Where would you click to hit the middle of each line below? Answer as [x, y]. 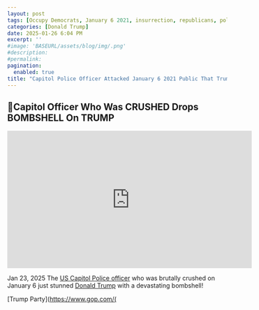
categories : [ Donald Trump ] [48, 27]
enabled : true [34, 72]
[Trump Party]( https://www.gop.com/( [62, 299]
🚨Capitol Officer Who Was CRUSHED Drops [103, 106]
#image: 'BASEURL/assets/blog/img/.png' [67, 46]
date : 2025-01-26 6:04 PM [45, 33]
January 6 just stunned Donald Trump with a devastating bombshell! [105, 286]
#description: [28, 53]
